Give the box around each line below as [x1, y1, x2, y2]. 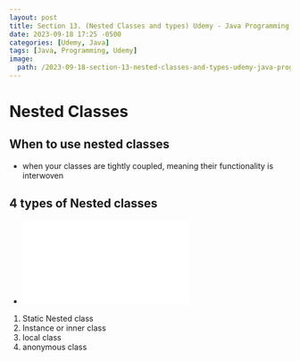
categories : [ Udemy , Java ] [9, 38, 110, 47]
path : [17, 63, 38, 72]
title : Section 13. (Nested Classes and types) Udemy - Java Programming [9, 21, 290, 30]
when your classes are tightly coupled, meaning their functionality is [21, 160, 274, 171]
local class [21, 332, 62, 342]
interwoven [21, 170, 64, 180]
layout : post [9, 13, 58, 22]
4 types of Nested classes [9, 196, 158, 211]
